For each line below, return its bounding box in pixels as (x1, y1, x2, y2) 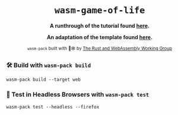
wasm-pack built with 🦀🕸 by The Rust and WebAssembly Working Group (27, 45, 173, 52)
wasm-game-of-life (54, 5, 145, 16)
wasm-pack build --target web (6, 76, 81, 83)
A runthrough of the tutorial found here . (49, 22, 150, 29)
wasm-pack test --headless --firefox (6, 104, 100, 110)
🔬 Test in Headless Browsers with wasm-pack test (6, 91, 150, 99)
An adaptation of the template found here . (46, 33, 153, 40)
